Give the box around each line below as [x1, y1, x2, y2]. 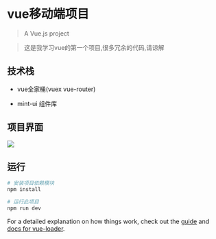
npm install [7, 186, 41, 193]
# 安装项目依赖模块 [7, 179, 55, 187]
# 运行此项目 [7, 199, 39, 205]
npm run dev [7, 205, 41, 212]
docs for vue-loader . [7, 224, 65, 233]
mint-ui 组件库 [16, 99, 58, 108]
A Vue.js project [23, 29, 70, 38]
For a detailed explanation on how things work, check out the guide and [7, 217, 210, 225]
